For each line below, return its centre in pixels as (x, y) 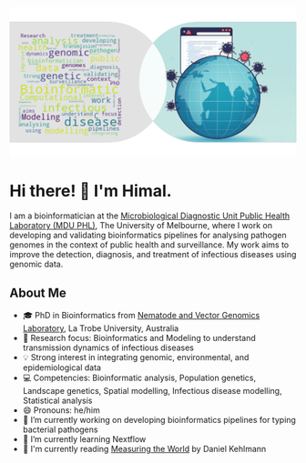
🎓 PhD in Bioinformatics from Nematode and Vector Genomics (141, 316)
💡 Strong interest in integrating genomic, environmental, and (136, 357)
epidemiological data (62, 367)
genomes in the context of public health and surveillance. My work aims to (149, 245)
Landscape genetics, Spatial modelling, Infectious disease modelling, (152, 391)
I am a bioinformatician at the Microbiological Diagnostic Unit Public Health (150, 216)
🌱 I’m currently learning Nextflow (84, 439)
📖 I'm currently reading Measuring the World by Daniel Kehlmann (144, 449)
